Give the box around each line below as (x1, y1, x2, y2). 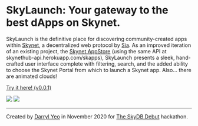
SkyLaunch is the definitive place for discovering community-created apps (6, 35, 187, 42)
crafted (6, 60, 24, 67)
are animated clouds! (6, 73, 57, 80)
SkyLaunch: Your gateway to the (6, 4, 169, 17)
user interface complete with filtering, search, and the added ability (24, 60, 189, 67)
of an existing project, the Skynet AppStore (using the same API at (6, 47, 167, 55)
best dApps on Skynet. (6, 16, 121, 29)
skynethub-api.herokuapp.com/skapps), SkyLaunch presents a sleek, (6, 54, 175, 61)
